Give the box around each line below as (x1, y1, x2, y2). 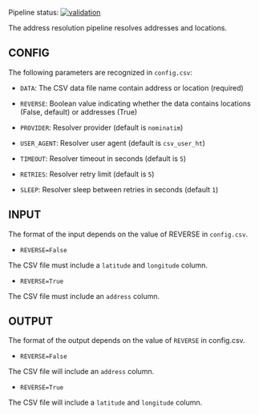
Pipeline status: (8, 8, 59, 17)
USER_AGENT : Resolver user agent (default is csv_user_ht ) (19, 138, 206, 147)
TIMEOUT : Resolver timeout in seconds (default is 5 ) (19, 153, 187, 163)
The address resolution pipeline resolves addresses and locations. (8, 23, 227, 32)
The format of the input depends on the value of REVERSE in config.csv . (8, 229, 249, 239)
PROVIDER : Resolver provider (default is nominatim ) (19, 123, 184, 132)
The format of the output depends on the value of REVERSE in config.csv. (8, 336, 246, 345)
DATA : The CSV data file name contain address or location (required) (19, 83, 245, 92)
